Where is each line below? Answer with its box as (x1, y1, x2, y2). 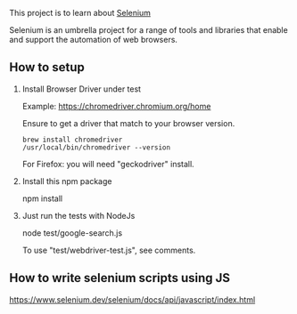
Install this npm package (21, 175, 112, 186)
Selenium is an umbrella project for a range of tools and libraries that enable (9, 25, 288, 35)
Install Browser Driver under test (21, 84, 141, 94)
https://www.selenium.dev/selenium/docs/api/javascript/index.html (9, 294, 256, 305)
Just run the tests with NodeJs (21, 210, 136, 221)
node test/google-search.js (21, 227, 123, 238)
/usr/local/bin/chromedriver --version (21, 142, 171, 152)
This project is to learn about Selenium (9, 8, 152, 18)
